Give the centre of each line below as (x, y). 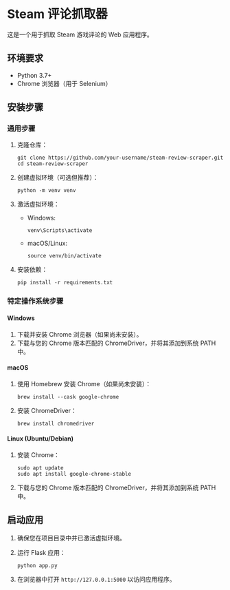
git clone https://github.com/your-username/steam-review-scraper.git (120, 158)
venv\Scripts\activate (60, 231)
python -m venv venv (46, 191)
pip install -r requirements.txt (65, 283)
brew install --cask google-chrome (68, 397)
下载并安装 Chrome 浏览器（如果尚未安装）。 (80, 334)
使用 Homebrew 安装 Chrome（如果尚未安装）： (84, 383)
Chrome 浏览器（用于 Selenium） (64, 83)
